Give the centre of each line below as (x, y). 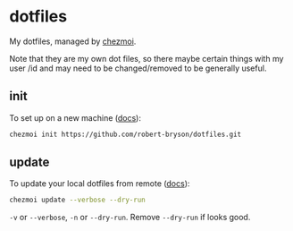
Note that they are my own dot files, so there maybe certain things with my (146, 58)
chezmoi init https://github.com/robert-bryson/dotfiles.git (126, 134)
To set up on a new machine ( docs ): (75, 117)
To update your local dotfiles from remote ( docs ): (100, 184)
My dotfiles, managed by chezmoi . (73, 41)
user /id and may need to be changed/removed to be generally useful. (138, 68)
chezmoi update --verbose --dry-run (77, 200)
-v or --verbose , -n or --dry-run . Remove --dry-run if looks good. (130, 218)
